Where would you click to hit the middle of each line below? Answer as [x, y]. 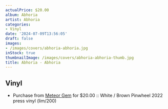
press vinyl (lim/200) [35, 101]
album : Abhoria [22, 15]
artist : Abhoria [23, 19]
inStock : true [20, 53]
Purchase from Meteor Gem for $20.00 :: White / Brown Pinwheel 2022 [88, 96]
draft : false [19, 39]
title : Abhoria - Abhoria [33, 62]
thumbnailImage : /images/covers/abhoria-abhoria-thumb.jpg [70, 58]
